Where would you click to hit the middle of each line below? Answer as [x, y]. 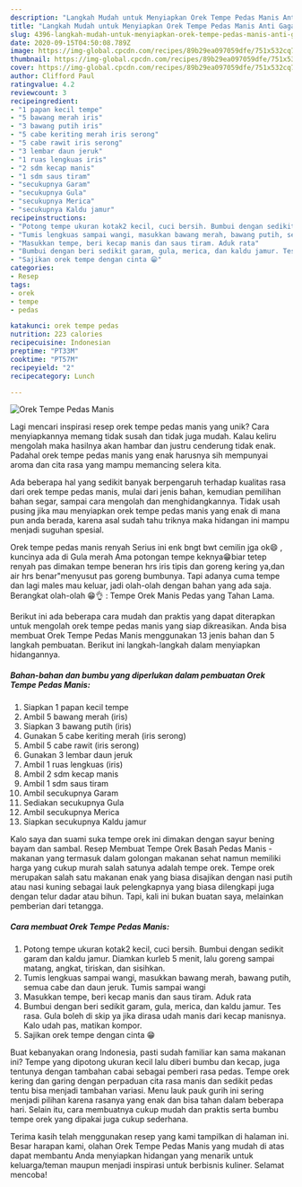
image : [22, 51]
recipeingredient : [44, 101]
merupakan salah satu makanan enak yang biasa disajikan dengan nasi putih [151, 877]
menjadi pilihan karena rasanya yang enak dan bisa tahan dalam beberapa [147, 1100]
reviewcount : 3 [39, 92]
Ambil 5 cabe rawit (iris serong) [81, 745]
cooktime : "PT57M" [44, 359]
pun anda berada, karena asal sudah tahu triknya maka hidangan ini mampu [150, 521]
